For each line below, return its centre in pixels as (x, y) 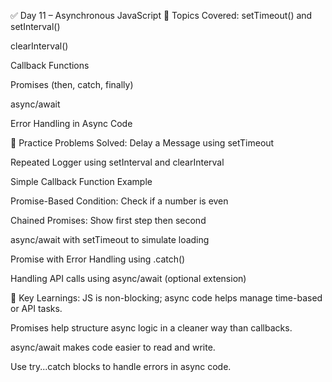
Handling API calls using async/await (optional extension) (128, 278)
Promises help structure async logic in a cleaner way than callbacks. (151, 328)
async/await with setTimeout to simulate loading (110, 239)
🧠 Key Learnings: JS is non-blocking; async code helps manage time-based (166, 298)
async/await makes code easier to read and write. (113, 347)
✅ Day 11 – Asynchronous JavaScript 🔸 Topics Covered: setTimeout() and (161, 15)
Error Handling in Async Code (71, 123)
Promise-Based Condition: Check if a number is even (119, 201)
